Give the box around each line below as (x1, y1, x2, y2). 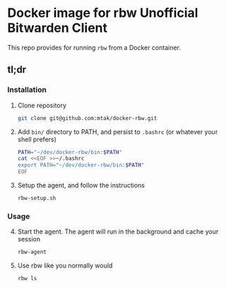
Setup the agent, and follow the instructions (17, 181, 145, 189)
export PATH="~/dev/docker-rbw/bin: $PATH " (17, 162, 145, 169)
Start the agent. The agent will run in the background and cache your (17, 227, 219, 236)
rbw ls (17, 275, 37, 282)
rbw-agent (17, 248, 47, 256)
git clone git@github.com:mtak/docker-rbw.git (17, 114, 157, 121)
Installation (7, 85, 47, 95)
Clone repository (17, 101, 67, 109)
